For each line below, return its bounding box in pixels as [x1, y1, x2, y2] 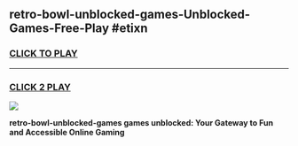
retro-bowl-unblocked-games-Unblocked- [9, 7, 251, 22]
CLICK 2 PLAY [9, 81, 71, 93]
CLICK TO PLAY [9, 48, 78, 60]
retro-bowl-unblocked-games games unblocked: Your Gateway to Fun [9, 117, 273, 127]
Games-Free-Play [9, 21, 109, 36]
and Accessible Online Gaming [9, 127, 125, 137]
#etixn [111, 21, 148, 36]
